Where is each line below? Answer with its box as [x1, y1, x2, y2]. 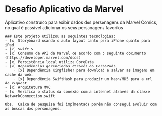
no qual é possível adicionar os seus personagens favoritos [5, 24, 123, 30]
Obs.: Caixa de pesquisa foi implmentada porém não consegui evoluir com [5, 102, 157, 107]
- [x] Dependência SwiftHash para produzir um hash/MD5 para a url [14, 76, 152, 81]
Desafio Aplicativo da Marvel [5, 3, 124, 15]
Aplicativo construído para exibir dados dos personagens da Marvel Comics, [5, 19, 158, 25]
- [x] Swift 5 [5, 47, 34, 51]
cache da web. [5, 72, 34, 77]
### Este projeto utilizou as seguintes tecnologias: [5, 34, 116, 39]
